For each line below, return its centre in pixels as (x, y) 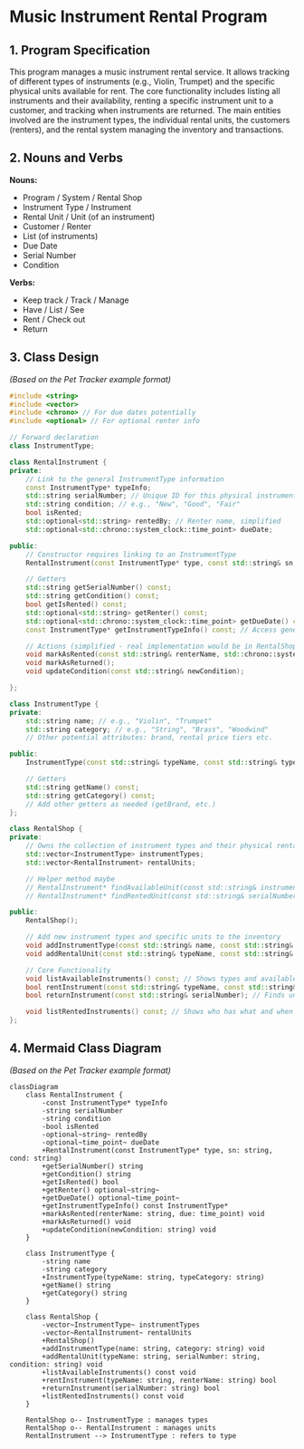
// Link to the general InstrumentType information (125, 479)
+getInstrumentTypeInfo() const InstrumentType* (135, 1206)
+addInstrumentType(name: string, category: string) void (153, 1348)
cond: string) (36, 1158)
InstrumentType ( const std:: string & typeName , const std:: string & (152, 763)
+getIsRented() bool (81, 1182)
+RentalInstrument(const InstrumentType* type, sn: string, (157, 1150)
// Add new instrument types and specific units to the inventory (153, 937)
